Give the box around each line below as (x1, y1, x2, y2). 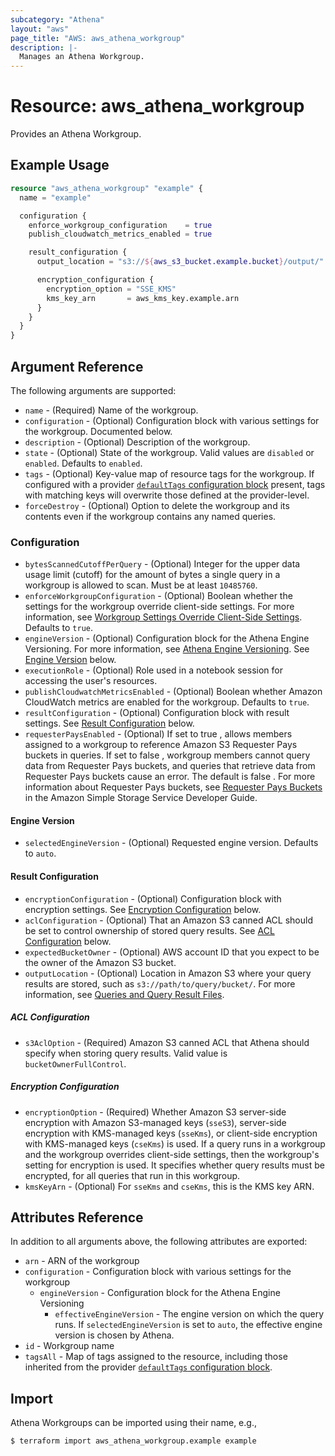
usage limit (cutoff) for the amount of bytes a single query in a (24, 569, 281, 581)
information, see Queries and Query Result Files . (24, 988, 225, 1000)
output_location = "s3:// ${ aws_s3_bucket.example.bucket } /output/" (36, 257, 325, 267)
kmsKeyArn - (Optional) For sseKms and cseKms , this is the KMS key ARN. (24, 1180, 315, 1192)
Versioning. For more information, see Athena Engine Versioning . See (24, 643, 310, 655)
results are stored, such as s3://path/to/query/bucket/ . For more (24, 977, 296, 990)
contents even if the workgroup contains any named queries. (24, 510, 277, 522)
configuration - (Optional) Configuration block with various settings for (24, 414, 320, 426)
